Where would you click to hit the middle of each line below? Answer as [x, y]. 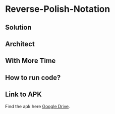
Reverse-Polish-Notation [58, 9]
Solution [18, 27]
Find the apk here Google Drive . [38, 106]
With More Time [30, 61]
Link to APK [24, 95]
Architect [20, 44]
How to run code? [33, 77]
